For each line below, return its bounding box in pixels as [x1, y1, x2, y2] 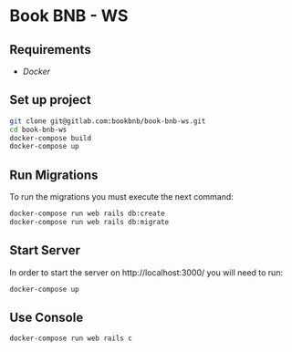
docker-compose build [9, 133, 92, 142]
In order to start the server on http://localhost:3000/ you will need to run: [9, 266, 284, 278]
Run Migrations [9, 167, 99, 182]
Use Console [9, 309, 84, 325]
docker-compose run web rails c [9, 334, 132, 343]
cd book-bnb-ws [9, 125, 68, 134]
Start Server [9, 243, 80, 258]
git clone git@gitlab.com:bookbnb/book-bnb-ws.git [9, 116, 206, 126]
